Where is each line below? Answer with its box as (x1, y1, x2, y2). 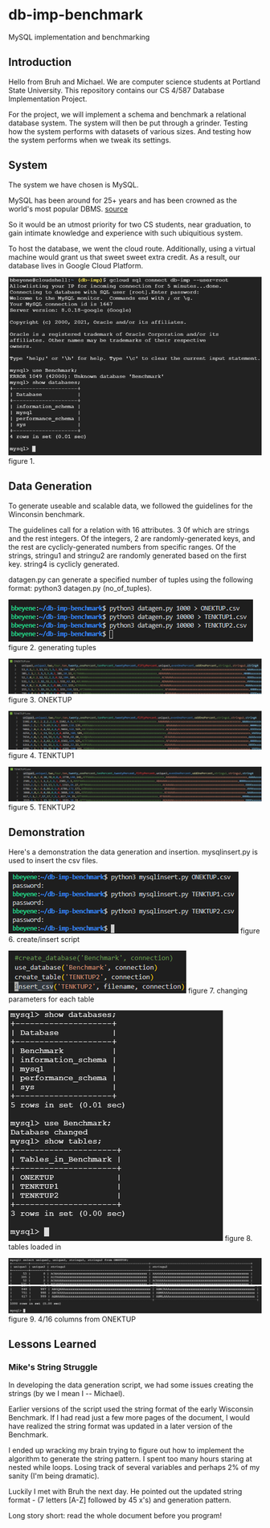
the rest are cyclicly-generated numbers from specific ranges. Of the (8, 542, 237, 551)
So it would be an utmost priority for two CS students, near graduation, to (8, 219, 252, 229)
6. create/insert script (8, 934, 80, 944)
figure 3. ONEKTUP (8, 694, 72, 704)
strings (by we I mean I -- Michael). (8, 1388, 125, 1398)
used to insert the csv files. (8, 855, 99, 865)
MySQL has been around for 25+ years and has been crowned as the (8, 195, 237, 205)
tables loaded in (8, 1242, 62, 1251)
